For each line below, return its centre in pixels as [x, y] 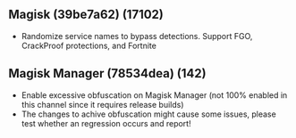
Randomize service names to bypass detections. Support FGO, [137, 36]
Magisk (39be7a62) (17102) [86, 15]
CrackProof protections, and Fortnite [89, 45]
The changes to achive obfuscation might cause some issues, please [148, 114]
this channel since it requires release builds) [102, 104]
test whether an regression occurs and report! [106, 123]
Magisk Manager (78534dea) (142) [107, 73]
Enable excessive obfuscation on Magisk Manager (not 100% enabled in [154, 95]
